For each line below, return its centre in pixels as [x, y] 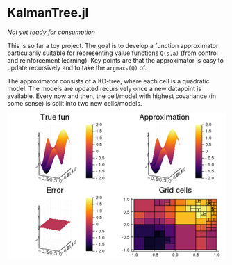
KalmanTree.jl [48, 13]
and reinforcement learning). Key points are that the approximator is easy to [116, 60]
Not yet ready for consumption [51, 32]
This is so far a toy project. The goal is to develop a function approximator [113, 45]
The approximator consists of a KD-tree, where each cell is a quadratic [108, 81]
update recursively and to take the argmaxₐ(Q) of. [77, 67]
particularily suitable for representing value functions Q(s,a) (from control [113, 53]
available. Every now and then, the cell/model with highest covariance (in [112, 96]
